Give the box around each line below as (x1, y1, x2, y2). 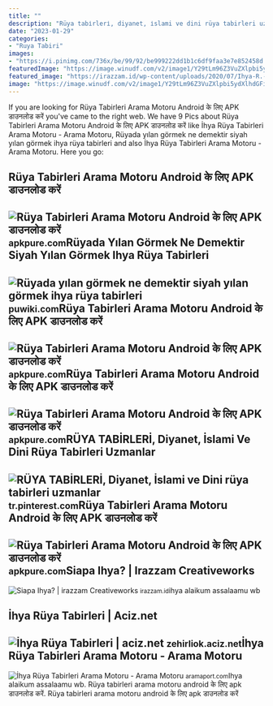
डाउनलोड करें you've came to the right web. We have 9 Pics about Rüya (8, 111, 240, 121)
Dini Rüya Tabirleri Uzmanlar (8, 446, 156, 459)
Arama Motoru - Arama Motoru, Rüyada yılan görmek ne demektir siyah (8, 129, 248, 139)
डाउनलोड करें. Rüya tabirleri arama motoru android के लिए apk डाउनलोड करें (8, 688, 239, 698)
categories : (8, 34, 49, 43)
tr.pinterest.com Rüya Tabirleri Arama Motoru (8, 498, 228, 512)
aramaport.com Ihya (185, 670, 243, 680)
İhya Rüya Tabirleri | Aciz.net (8, 609, 158, 623)
